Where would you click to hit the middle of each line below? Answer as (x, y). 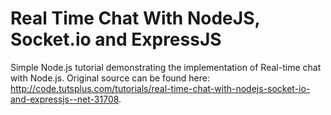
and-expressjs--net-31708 (65, 99)
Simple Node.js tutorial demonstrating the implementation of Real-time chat (166, 67)
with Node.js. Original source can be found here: (110, 78)
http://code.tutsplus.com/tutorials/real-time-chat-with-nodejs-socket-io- (160, 88)
